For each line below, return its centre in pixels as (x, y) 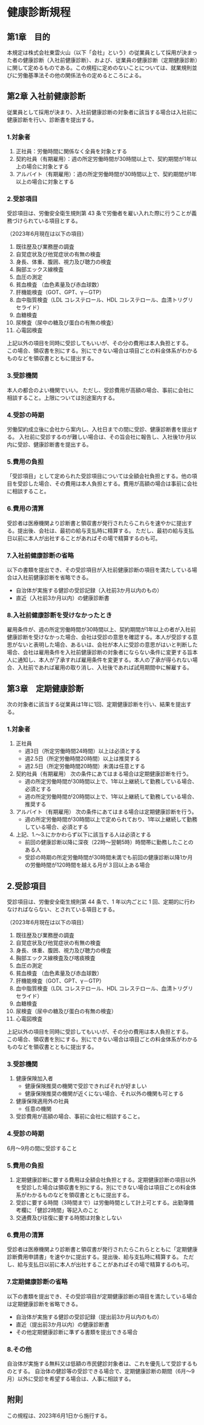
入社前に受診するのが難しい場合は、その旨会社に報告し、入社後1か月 (105, 437)
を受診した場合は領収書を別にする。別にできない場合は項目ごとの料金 (103, 1187)
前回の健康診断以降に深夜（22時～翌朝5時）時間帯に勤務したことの (109, 842)
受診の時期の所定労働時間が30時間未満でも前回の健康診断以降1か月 (109, 857)
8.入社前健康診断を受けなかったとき (60, 615)
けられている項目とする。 (49, 221)
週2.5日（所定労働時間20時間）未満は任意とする (85, 766)
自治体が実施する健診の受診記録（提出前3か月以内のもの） (89, 1317)
